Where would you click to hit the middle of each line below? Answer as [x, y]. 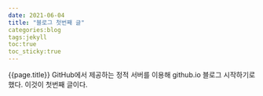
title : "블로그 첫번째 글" [46, 23]
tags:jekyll [27, 37]
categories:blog [35, 30]
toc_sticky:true [35, 52]
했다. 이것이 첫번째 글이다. [48, 84]
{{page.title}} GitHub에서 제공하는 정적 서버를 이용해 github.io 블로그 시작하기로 [132, 75]
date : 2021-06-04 [37, 15]
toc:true [22, 44]
